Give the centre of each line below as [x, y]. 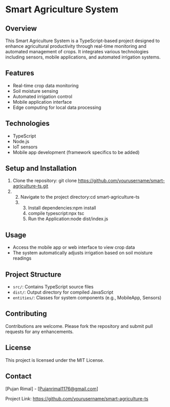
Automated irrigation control [42, 96]
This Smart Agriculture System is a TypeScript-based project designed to [83, 41]
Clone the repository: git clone [45, 181]
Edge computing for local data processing [57, 107]
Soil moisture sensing [35, 91]
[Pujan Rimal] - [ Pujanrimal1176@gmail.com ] [52, 389]
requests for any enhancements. [40, 332]
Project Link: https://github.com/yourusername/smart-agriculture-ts [77, 398]
